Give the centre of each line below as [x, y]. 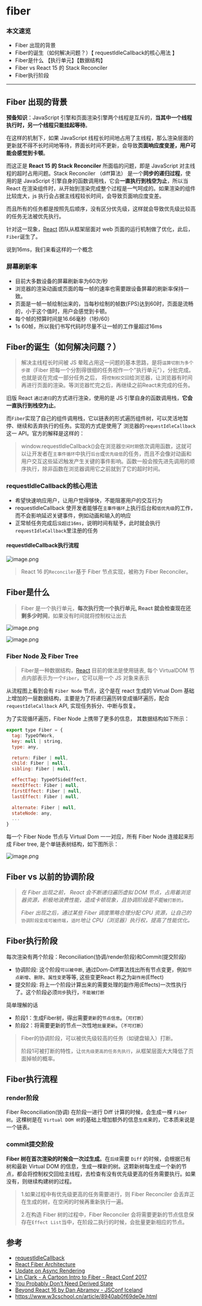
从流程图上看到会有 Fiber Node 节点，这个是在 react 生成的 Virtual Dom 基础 [100, 691]
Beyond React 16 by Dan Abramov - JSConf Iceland [79, 1290]
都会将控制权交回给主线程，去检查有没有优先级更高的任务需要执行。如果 [106, 1173]
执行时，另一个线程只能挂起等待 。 [48, 125]
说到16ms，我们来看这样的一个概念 [50, 250]
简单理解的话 [22, 1005]
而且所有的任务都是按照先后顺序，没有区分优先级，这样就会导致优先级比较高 [101, 209]
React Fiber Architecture [45, 1264]
